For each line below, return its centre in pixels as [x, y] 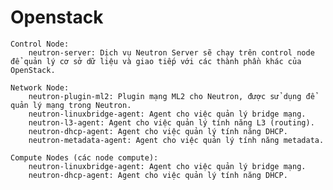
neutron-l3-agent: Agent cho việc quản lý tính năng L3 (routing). [171, 122]
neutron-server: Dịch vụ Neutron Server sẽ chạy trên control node [171, 52]
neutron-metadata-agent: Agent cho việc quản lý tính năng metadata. [176, 140]
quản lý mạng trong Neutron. [71, 105]
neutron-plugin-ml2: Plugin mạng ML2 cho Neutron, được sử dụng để [171, 96]
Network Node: [40, 87]
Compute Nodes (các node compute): [84, 157]
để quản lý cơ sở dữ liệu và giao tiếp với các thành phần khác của [156, 61]
